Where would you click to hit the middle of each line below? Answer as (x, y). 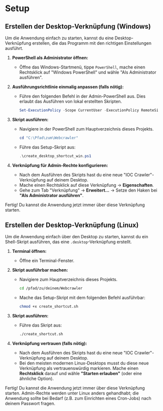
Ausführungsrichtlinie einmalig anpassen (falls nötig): (68, 87)
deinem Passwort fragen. (30, 404)
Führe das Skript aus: (41, 325)
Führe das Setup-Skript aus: (47, 147)
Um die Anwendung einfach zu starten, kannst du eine (59, 38)
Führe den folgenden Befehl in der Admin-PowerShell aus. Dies (82, 96)
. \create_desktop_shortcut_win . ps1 (55, 156)
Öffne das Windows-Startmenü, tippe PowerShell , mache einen (82, 67)
